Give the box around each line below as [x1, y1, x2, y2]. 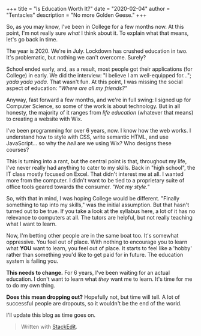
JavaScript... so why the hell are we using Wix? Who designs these [6, 140, 172, 146]
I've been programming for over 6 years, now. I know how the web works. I [6, 127, 191, 134]
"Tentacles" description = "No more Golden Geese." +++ [6, 11, 147, 19]
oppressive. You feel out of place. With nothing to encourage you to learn [6, 238, 188, 245]
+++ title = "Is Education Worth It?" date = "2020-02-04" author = [6, 5, 170, 12]
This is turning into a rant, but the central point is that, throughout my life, [6, 158, 187, 164]
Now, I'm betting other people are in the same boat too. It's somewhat [6, 232, 179, 239]
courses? [6, 146, 29, 153]
